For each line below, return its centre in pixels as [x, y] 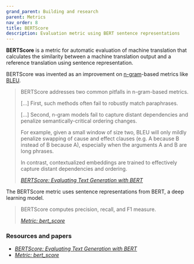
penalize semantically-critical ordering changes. [79, 121]
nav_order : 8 [22, 22]
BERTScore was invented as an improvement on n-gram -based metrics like [97, 74]
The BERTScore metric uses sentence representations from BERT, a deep [95, 192]
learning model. [25, 198]
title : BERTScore [27, 28]
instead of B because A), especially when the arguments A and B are [103, 145]
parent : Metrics [26, 17]
